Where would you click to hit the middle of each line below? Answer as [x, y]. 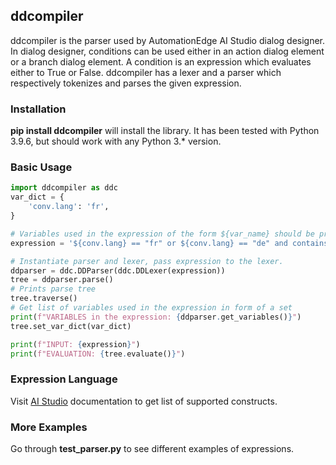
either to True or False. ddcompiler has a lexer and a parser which [146, 72]
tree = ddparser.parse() [62, 280]
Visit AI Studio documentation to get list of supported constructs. [144, 401]
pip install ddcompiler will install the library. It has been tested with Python [165, 131]
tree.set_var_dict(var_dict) [71, 326]
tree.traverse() [44, 299]
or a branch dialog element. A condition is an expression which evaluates [161, 61]
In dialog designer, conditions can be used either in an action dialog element [167, 51]
